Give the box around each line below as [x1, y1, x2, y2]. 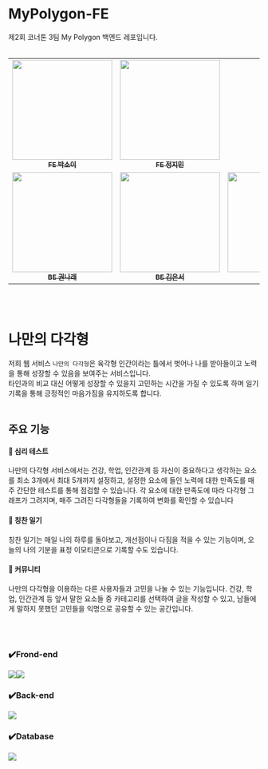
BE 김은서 [155, 273, 185, 281]
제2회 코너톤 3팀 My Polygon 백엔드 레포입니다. [8, 32, 158, 42]
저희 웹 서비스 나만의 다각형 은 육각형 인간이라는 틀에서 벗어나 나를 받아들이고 [8, 358, 242, 368]
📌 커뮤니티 [8, 564, 41, 574]
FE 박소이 [47, 160, 77, 169]
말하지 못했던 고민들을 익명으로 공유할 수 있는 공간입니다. [16, 604, 194, 613]
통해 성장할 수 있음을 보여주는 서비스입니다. [16, 369, 152, 378]
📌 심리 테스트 [8, 446, 49, 456]
